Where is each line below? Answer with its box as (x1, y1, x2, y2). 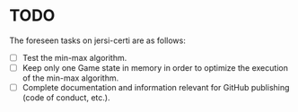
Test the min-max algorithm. (22, 52, 127, 63)
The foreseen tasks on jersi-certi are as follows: (9, 35, 186, 46)
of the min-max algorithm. (22, 73, 119, 83)
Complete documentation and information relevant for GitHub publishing (22, 82, 290, 93)
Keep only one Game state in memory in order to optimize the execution (22, 63, 289, 73)
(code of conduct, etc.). (22, 92, 110, 103)
